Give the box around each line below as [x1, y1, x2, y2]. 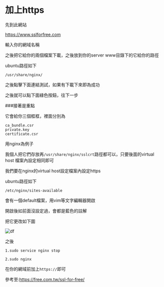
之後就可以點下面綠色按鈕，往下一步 [5, 92, 79, 98]
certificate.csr [5, 131, 38, 136]
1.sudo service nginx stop [5, 248, 60, 253]
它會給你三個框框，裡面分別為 [5, 113, 65, 119]
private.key [5, 127, 29, 132]
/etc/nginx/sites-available [5, 188, 63, 193]
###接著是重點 [5, 102, 35, 108]
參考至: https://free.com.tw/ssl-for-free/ [5, 276, 85, 282]
